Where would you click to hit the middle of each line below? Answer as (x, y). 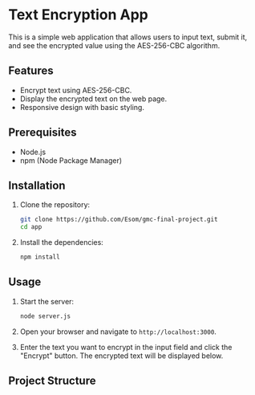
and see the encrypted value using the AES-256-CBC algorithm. (114, 45)
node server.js (45, 316)
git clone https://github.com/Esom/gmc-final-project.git (119, 220)
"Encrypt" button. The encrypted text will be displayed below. (121, 356)
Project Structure (52, 381)
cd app (31, 227)
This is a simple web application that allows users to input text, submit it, (128, 37)
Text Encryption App (78, 15)
